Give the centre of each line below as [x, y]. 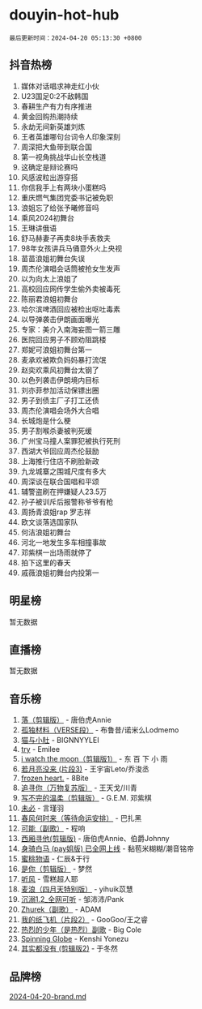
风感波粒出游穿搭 [49, 177]
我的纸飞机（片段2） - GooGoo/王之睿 [84, 920]
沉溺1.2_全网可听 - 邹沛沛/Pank [72, 900]
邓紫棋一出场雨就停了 [56, 552]
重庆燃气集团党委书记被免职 [67, 197]
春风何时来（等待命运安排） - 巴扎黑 [81, 818]
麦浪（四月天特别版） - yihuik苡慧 [77, 889]
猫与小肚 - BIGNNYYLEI [60, 741]
